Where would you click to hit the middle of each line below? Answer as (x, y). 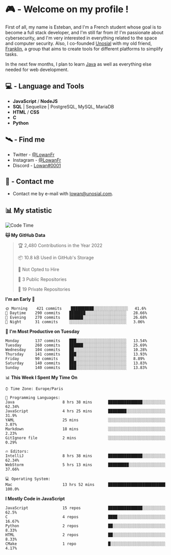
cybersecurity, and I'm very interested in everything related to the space (81, 38)
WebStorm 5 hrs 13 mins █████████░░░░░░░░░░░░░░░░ (86, 465)
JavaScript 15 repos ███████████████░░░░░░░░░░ (86, 508)
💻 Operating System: (28, 479)
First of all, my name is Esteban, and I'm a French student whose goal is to (83, 27)
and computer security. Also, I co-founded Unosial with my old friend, (79, 43)
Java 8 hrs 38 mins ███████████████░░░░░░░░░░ (86, 402)
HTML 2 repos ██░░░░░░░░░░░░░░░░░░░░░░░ (86, 535)
